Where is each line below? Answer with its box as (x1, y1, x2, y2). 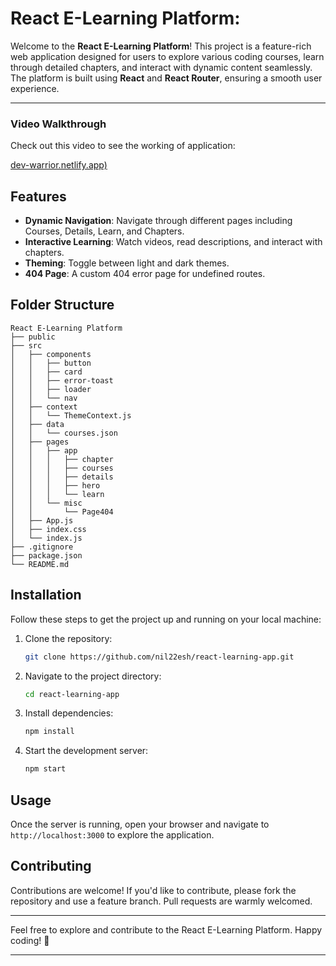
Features (10, 188, 67, 205)
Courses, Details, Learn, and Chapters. (24, 225, 185, 237)
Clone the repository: (24, 632, 113, 644)
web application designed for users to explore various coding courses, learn (10, 50, 325, 62)
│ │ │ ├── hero (10, 480, 101, 491)
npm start (24, 764, 67, 774)
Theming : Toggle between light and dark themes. (24, 257, 230, 269)
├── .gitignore (10, 542, 74, 552)
